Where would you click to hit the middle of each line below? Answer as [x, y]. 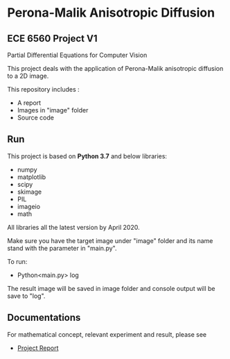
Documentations [44, 318]
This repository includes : [43, 89]
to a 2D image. [28, 76]
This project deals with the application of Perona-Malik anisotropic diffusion [115, 68]
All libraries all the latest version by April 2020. [73, 227]
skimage [29, 192]
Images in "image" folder [53, 110]
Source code [35, 117]
